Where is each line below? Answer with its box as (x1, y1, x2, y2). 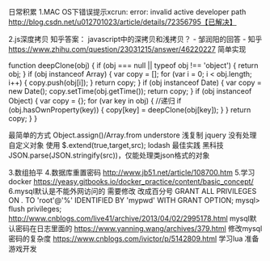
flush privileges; (8, 204, 62, 213)
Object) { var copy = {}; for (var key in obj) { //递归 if (8, 96, 182, 105)
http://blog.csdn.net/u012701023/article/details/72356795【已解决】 (8, 17, 237, 27)
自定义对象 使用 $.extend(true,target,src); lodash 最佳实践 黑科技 (8, 141, 224, 149)
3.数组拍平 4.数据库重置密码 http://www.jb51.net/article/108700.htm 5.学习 (8, 168, 255, 177)
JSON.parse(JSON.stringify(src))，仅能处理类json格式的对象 (8, 150, 210, 160)
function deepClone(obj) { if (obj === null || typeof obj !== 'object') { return (8, 61, 259, 70)
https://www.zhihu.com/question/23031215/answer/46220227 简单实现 (8, 44, 247, 54)
